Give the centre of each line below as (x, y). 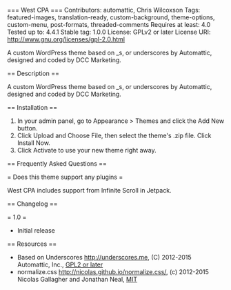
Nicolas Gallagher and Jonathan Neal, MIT (77, 279)
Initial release (36, 230)
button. (27, 128)
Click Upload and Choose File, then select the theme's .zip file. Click (114, 135)
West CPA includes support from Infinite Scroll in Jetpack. (89, 190)
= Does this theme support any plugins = (65, 177)
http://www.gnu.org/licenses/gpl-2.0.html (66, 39)
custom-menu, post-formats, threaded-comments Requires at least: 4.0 (109, 25)
